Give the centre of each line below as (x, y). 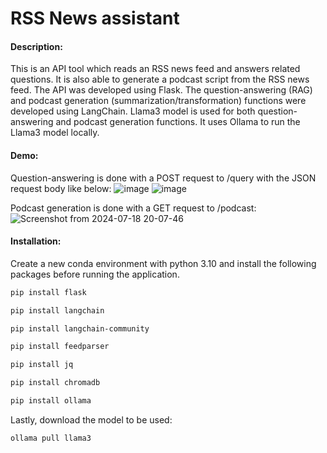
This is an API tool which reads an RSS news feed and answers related (155, 69)
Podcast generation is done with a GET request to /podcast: (133, 208)
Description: (36, 46)
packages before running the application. (95, 274)
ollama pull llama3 (51, 438)
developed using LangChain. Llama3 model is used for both (133, 111)
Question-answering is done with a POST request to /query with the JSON (163, 178)
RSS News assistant (95, 18)
